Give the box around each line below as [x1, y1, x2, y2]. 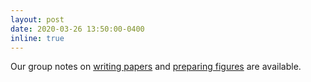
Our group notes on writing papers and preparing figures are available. [10, 61, 302, 73]
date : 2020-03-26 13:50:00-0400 [10, 24, 145, 34]
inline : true [10, 33, 65, 43]
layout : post [10, 14, 65, 25]
